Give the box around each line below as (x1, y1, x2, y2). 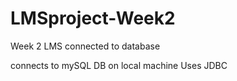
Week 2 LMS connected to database (10, 40, 161, 52)
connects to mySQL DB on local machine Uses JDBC (10, 59, 228, 71)
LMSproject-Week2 (10, 7, 176, 30)
